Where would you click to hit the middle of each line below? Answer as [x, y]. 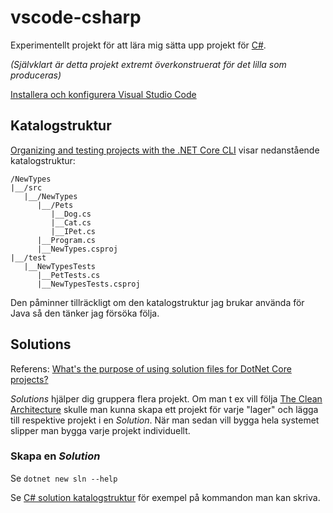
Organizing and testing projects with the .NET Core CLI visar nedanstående [165, 150]
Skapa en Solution [55, 456]
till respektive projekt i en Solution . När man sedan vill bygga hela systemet [165, 420]
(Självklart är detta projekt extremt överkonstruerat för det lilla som [148, 64]
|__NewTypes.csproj [77, 249]
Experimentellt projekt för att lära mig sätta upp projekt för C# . [138, 45]
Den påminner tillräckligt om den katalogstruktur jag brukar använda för [157, 302]
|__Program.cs [66, 240]
